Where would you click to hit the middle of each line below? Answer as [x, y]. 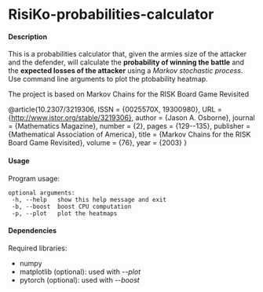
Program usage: [34, 178]
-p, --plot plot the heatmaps [64, 214]
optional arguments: [42, 193]
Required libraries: [38, 248]
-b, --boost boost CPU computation [71, 206]
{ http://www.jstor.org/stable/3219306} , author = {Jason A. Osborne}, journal [131, 118]
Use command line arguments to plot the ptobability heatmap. [108, 79]
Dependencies [33, 231]
